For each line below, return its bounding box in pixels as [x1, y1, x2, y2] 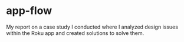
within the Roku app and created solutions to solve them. [6, 29, 144, 36]
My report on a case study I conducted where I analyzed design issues [6, 23, 179, 30]
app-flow [6, 4, 52, 17]
